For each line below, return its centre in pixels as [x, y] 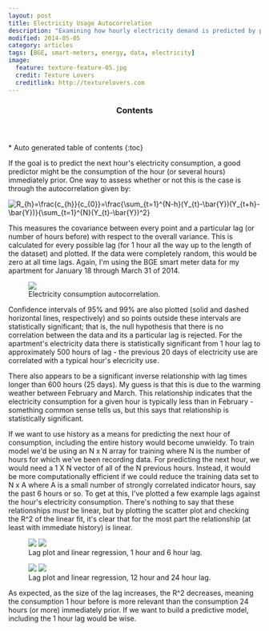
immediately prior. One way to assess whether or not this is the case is [125, 180]
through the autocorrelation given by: [70, 189]
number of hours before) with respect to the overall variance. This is [121, 237]
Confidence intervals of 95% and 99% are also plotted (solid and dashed [129, 310]
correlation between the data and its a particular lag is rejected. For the [125, 335]
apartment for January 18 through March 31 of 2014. [94, 271]
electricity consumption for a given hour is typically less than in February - [131, 401]
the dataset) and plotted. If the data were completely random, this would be [133, 254]
